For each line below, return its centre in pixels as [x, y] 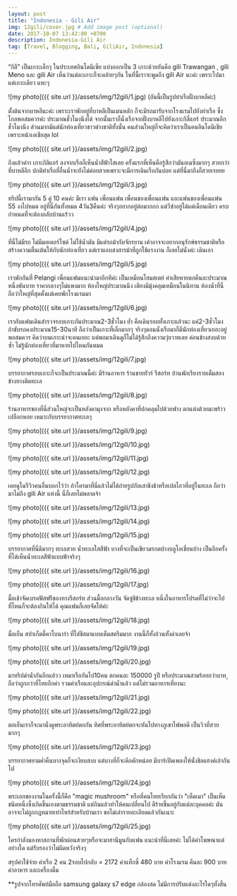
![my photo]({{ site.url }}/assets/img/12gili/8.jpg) [78, 395]
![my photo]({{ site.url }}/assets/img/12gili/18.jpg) [79, 620]
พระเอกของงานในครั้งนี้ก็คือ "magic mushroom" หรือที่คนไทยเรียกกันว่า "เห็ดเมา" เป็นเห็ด [117, 796]
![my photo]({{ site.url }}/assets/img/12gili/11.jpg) [78, 458]
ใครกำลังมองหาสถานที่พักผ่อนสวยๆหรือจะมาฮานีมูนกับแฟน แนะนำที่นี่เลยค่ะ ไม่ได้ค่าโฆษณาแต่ [116, 840]
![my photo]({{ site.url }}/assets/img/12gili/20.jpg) [80, 662]
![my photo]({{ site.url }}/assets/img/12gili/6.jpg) [78, 307]
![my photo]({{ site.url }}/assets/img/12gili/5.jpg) [78, 264]
